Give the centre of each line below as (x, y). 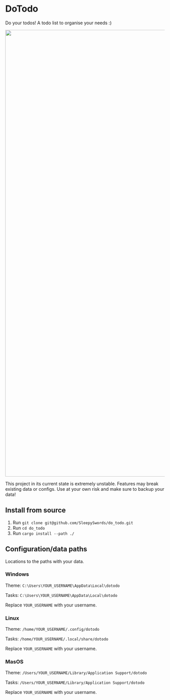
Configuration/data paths (46, 549)
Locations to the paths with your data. (45, 561)
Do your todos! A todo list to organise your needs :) (59, 23)
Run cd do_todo (29, 528)
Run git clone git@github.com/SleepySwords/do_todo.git (73, 522)
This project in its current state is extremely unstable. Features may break (82, 484)
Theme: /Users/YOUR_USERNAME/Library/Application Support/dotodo (76, 673)
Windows (17, 574)
